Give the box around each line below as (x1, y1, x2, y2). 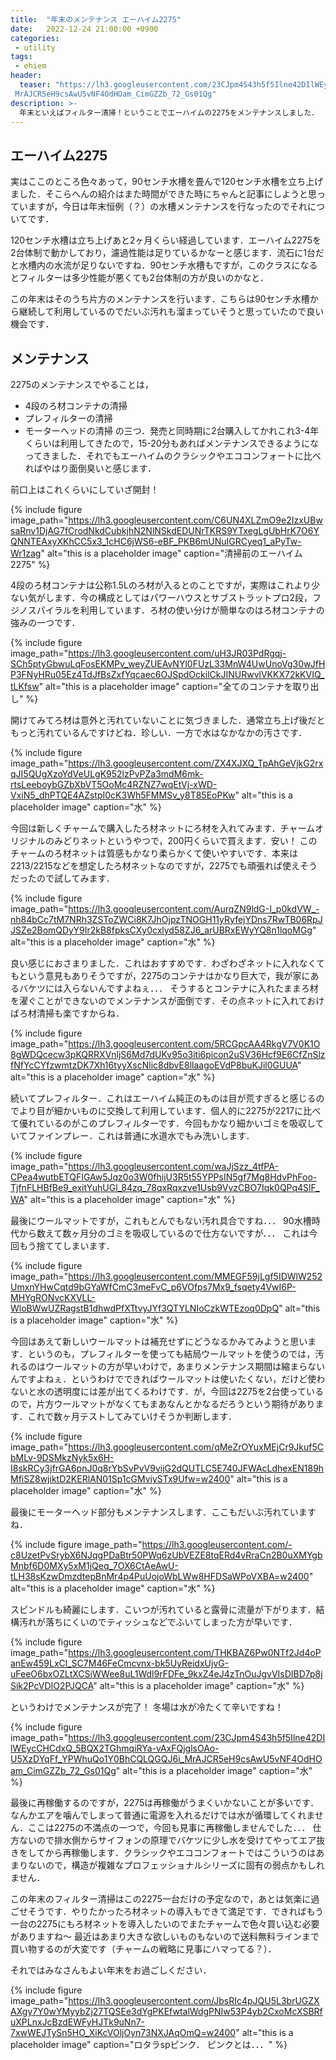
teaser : (19, 80, 52, 90)
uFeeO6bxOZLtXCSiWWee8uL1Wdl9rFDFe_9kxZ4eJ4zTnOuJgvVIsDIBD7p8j (10, 1668, 323, 1680)
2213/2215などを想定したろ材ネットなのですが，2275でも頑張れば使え (10, 860, 301, 871)
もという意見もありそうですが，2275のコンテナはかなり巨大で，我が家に (10, 970, 311, 981)
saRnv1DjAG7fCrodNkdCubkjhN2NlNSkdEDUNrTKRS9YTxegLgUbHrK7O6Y (10, 525, 320, 536)
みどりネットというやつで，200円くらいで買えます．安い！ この (53, 835, 318, 846)
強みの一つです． (10, 617, 81, 628)
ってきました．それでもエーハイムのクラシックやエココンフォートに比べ (24, 450, 322, 461)
